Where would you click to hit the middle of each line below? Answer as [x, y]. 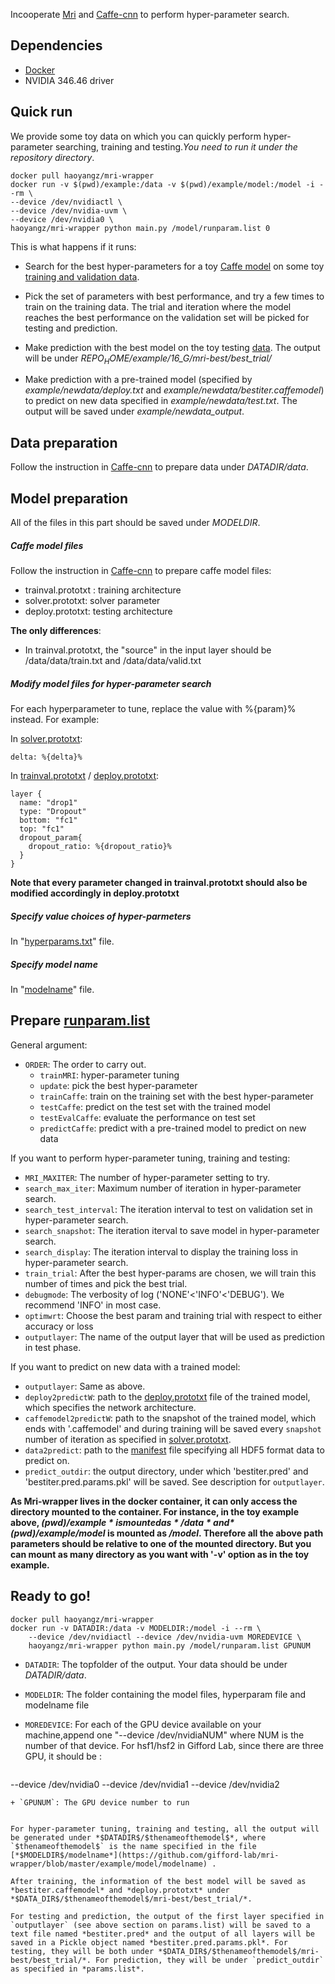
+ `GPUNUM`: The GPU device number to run [100, 1802]
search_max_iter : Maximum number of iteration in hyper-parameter [163, 1188]
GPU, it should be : [63, 1756]
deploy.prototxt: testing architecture [98, 611]
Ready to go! [51, 1596]
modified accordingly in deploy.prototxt [95, 893]
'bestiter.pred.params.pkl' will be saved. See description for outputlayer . [174, 1481]
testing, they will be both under [82, 1951]
